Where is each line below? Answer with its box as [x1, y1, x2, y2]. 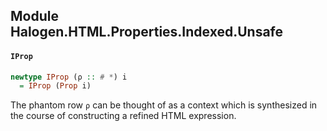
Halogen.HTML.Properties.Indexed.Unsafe [10, 24, 284, 41]
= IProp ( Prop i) [19, 81, 92, 91]
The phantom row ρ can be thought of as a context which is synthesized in [10, 99, 318, 111]
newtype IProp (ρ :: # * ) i [10, 72, 128, 82]
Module [10, 8, 59, 25]
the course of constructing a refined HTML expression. [10, 110, 237, 122]
